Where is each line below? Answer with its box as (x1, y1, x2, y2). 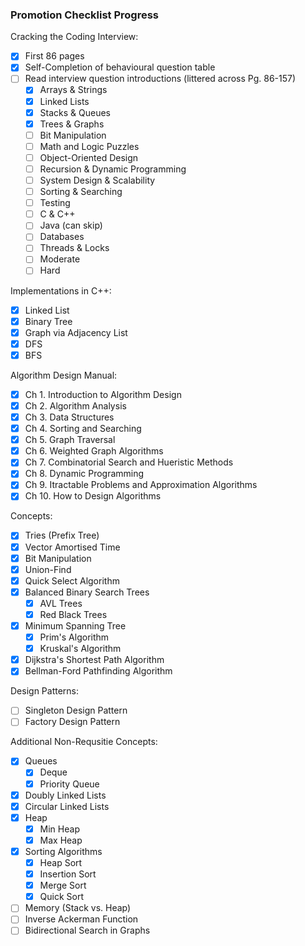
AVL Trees (39, 597, 83, 609)
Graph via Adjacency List (24, 326, 128, 338)
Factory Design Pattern (24, 716, 121, 728)
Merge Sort (39, 879, 87, 892)
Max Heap (39, 834, 83, 846)
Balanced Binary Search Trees (24, 586, 150, 598)
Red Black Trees (39, 608, 108, 620)
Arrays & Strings (39, 84, 108, 96)
